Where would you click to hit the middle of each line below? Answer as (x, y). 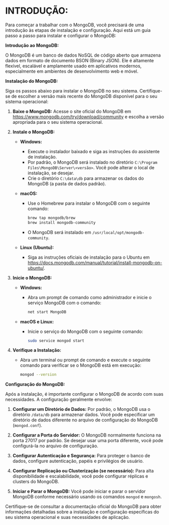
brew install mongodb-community (62, 222)
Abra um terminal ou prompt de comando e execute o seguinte (85, 360)
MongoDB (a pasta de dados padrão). (67, 183)
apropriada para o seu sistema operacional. (58, 122)
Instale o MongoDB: (34, 132)
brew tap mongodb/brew (51, 218)
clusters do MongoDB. (36, 482)
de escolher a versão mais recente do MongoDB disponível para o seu (84, 96)
